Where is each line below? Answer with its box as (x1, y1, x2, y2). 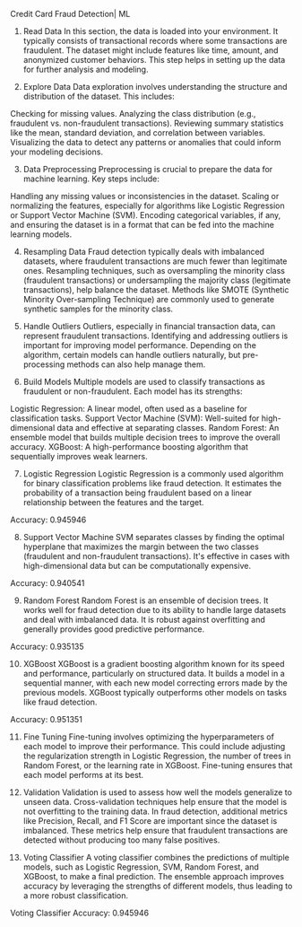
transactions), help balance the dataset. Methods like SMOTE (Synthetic (22, 284, 289, 295)
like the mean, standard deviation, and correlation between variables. (10, 127, 265, 138)
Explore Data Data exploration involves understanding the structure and (22, 82, 288, 92)
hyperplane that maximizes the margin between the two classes (22, 541, 259, 552)
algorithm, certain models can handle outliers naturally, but (22, 350, 241, 360)
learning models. (10, 229, 73, 240)
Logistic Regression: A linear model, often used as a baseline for (10, 404, 247, 414)
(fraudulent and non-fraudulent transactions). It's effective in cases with (22, 551, 290, 561)
